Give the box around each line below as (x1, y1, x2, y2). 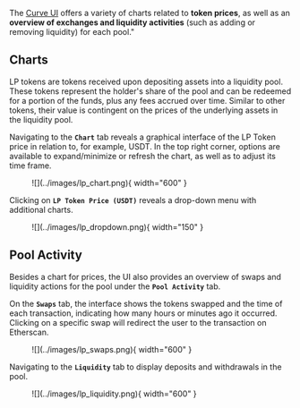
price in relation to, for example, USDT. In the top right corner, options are (9, 140, 280, 151)
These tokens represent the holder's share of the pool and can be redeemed (9, 85, 292, 97)
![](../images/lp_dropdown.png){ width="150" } (31, 221, 204, 232)
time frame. (9, 160, 52, 171)
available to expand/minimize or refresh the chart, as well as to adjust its (9, 150, 276, 161)
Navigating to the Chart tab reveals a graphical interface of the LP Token (9, 132, 276, 142)
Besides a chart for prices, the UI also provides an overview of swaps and (9, 271, 282, 282)
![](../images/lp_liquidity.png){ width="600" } (31, 388, 197, 399)
